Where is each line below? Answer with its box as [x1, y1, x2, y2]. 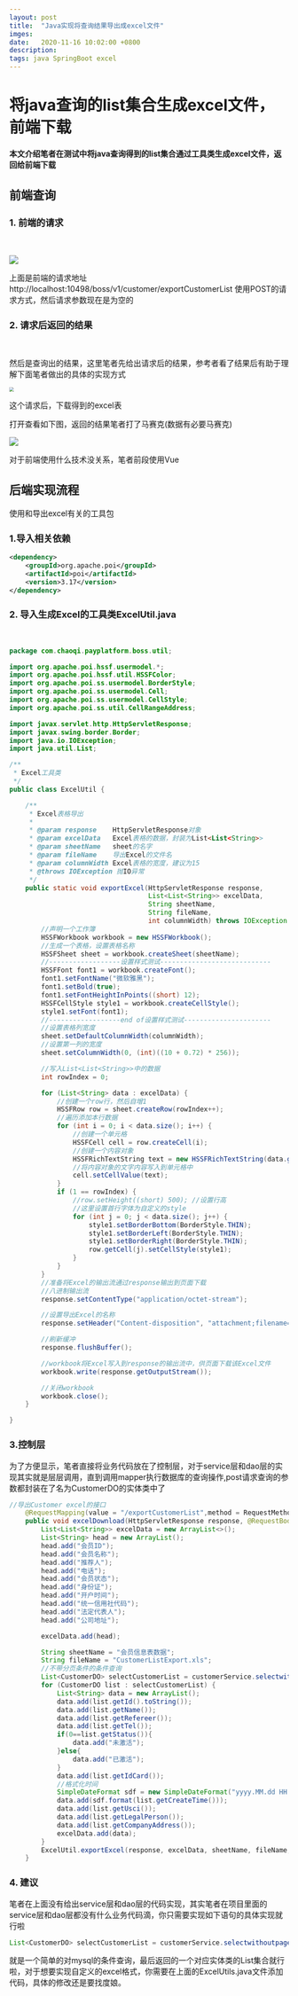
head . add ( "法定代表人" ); [41, 1607, 126, 1616]
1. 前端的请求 [9, 216, 64, 229]
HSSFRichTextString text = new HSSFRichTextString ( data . [72, 1155, 288, 1163]
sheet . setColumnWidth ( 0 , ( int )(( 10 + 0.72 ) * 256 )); [41, 1048, 240, 1058]
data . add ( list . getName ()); [56, 1705, 157, 1714]
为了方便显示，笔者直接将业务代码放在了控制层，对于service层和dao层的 [9, 1460, 276, 1471]
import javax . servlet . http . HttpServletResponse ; [9, 719, 192, 728]
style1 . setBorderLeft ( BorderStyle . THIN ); [88, 1229, 244, 1238]
